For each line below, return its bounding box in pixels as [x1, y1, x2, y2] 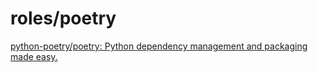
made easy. [10, 50, 58, 62]
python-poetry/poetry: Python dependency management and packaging [10, 40, 308, 52]
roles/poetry [10, 7, 117, 30]
